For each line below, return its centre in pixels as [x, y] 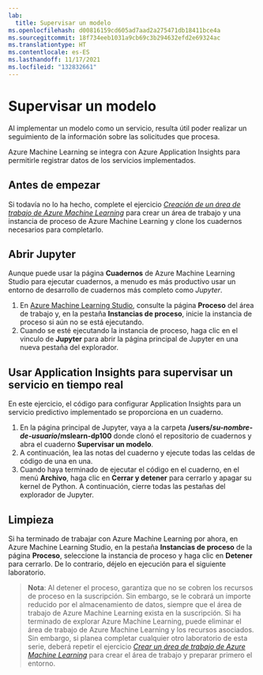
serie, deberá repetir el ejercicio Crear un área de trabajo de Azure [137, 647]
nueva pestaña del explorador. [69, 347]
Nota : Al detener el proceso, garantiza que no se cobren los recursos [140, 587]
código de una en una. [56, 461]
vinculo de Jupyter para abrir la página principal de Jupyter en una [129, 339]
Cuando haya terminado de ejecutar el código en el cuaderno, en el [129, 470]
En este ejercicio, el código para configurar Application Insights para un [125, 404]
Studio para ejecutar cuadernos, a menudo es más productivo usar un [122, 282]
